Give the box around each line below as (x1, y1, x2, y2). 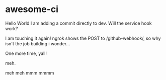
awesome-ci (5, 4, 59, 15)
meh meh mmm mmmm (5, 69, 54, 76)
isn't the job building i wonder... (5, 40, 70, 46)
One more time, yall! (5, 50, 47, 56)
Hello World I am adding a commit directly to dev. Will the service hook (5, 20, 152, 26)
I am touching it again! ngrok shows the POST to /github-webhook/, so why (5, 35, 161, 41)
